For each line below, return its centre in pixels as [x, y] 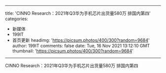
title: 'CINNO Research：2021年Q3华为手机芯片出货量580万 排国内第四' [78, 13]
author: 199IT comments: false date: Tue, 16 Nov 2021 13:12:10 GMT [81, 46]
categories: [17, 19]
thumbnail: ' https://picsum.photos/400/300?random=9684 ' [73, 51]
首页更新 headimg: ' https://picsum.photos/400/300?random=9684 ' [81, 40]
